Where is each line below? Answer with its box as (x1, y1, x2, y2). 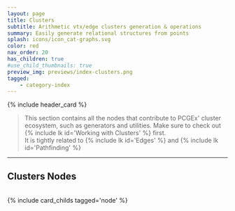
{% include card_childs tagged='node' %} (7, 196, 128, 205)
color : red (7, 42, 39, 49)
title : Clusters (7, 17, 55, 24)
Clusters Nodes (7, 170, 77, 182)
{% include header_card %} (7, 100, 87, 109)
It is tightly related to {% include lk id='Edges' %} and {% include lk (24, 136, 219, 145)
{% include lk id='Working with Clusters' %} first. (24, 129, 166, 137)
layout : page (7, 10, 45, 17)
